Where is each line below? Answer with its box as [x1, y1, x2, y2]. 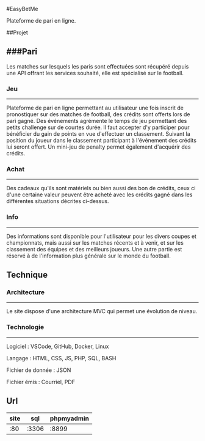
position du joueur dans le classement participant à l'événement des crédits [6, 137, 197, 144]
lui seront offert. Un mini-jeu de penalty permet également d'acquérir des [6, 143, 191, 150]
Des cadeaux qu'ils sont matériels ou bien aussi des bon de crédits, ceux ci [6, 185, 196, 192]
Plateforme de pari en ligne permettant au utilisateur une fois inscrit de [6, 104, 184, 112]
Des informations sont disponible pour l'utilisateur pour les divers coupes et [6, 232, 197, 240]
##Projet [6, 29, 29, 36]
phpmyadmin [49, 414, 90, 423]
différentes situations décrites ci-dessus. [6, 198, 109, 205]
